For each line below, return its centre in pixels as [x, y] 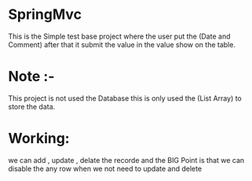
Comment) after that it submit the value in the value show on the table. [122, 44]
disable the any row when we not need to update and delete [105, 168]
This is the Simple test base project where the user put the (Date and [119, 36]
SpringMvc [45, 15]
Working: [39, 139]
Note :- [31, 77]
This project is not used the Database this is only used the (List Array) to [125, 98]
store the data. [32, 106]
